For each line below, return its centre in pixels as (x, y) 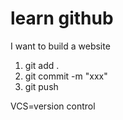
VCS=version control (53, 106)
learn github (62, 18)
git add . (42, 65)
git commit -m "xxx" (66, 76)
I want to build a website (60, 46)
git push (41, 86)
